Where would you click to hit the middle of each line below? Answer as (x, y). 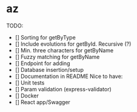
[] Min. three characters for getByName (64, 50)
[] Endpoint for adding (42, 63)
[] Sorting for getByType (45, 37)
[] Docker (27, 96)
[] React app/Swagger (43, 102)
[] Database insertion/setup (49, 69)
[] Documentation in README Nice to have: (69, 76)
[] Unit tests (30, 82)
